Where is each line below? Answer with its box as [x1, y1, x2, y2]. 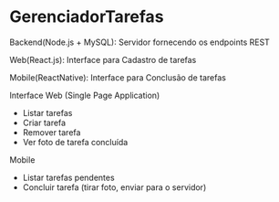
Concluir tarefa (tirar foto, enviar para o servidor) [22, 181, 207, 193]
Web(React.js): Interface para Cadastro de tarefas [9, 54, 197, 65]
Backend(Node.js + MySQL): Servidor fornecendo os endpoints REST [9, 37, 271, 48]
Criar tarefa [22, 117, 67, 128]
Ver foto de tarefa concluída [22, 136, 129, 147]
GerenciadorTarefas [9, 6, 164, 27]
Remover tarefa [22, 126, 81, 138]
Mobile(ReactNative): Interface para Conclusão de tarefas [9, 71, 226, 83]
